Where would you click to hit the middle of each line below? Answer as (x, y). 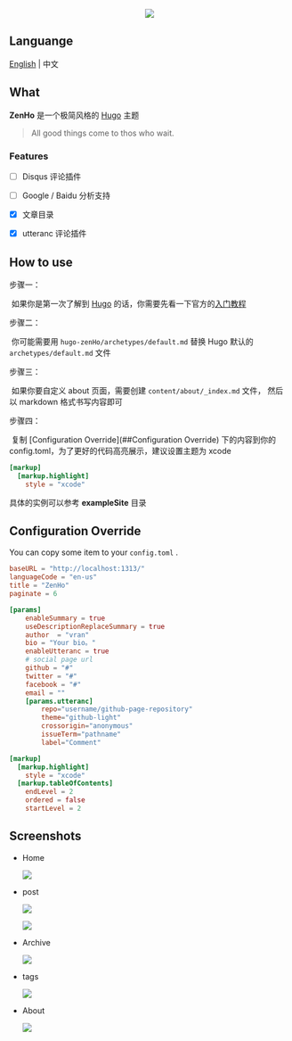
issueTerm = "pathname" (81, 735)
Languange (41, 41)
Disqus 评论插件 (52, 176)
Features (29, 156)
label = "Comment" (71, 742)
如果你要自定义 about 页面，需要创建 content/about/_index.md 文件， (138, 390)
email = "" (45, 693)
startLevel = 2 (53, 809)
